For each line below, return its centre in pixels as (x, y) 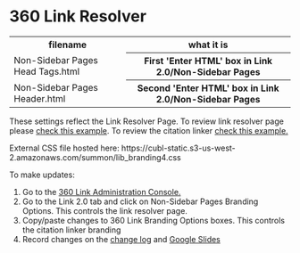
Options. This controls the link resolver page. (104, 210)
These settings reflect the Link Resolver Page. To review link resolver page (146, 121)
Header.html (40, 98)
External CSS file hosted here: (64, 148)
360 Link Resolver (78, 16)
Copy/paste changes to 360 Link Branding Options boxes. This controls (154, 220)
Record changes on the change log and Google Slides (121, 239)
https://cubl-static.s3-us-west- (179, 148)
